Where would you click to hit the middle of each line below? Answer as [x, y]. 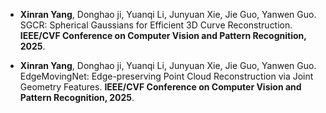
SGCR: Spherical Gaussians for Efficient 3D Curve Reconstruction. [156, 25]
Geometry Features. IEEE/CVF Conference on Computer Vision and [160, 87]
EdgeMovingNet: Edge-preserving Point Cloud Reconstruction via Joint [166, 76]
